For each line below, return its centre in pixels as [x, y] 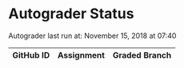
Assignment [81, 55]
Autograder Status [71, 14]
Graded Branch [142, 55]
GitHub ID [31, 55]
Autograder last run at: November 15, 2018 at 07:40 [92, 36]
